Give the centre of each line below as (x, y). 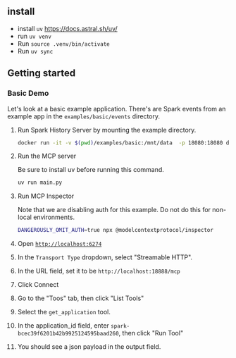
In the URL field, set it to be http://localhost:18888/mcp (99, 271)
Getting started (42, 73)
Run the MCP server (47, 156)
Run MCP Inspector (46, 196)
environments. (54, 217)
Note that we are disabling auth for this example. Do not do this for (114, 210)
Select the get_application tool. (64, 312)
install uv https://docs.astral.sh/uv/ (67, 28)
